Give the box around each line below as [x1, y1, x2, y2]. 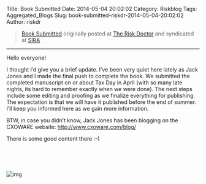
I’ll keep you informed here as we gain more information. [6, 105, 149, 112]
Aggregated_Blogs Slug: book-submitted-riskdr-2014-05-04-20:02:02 [6, 12, 184, 19]
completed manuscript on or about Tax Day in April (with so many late [6, 79, 183, 86]
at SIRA [21, 37, 40, 43]
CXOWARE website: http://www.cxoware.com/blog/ [6, 123, 137, 130]
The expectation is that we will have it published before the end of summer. [6, 98, 196, 106]
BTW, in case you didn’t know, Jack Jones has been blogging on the [6, 117, 179, 124]
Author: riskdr [6, 18, 41, 25]
